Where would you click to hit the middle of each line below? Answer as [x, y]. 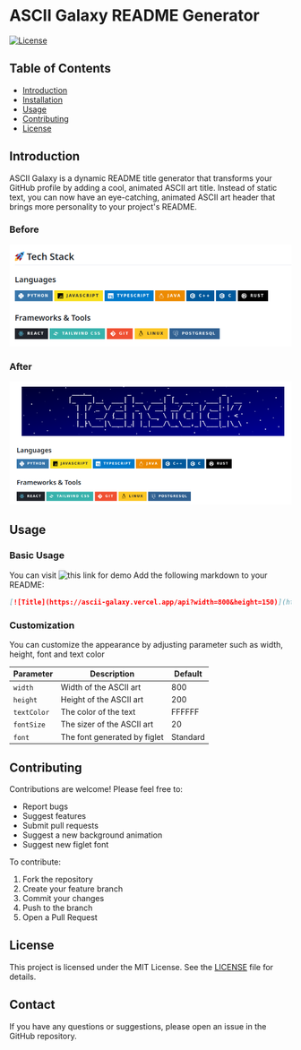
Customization [42, 625]
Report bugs [45, 806]
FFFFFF [185, 712]
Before [24, 229]
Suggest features [54, 815]
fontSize [30, 725]
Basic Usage [37, 555]
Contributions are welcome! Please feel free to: [96, 788]
